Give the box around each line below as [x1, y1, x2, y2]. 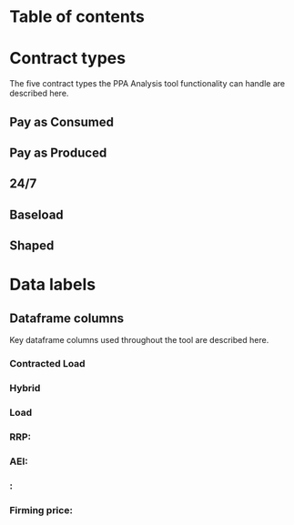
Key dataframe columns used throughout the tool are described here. [9, 335, 269, 346]
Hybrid [9, 381, 41, 394]
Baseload [9, 207, 64, 222]
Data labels [9, 275, 96, 295]
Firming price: [9, 503, 73, 516]
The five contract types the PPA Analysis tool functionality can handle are [9, 78, 285, 89]
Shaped [9, 238, 55, 254]
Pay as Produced [9, 145, 107, 160]
